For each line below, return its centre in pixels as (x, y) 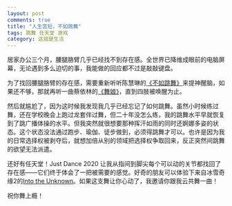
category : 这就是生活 (36, 39)
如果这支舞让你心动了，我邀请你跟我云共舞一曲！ (149, 181)
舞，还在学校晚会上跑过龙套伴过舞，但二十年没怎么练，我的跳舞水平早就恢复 (116, 115)
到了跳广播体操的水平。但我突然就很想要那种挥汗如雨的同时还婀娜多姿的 (110, 123)
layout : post (26, 13)
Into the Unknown (48, 181)
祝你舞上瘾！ (25, 196)
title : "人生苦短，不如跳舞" (44, 26)
